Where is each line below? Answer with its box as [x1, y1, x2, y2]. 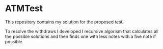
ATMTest [5, 3, 43, 14]
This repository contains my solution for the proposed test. [5, 19, 124, 25]
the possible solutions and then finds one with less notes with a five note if [5, 33, 156, 39]
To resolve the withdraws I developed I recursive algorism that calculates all [5, 28, 159, 34]
